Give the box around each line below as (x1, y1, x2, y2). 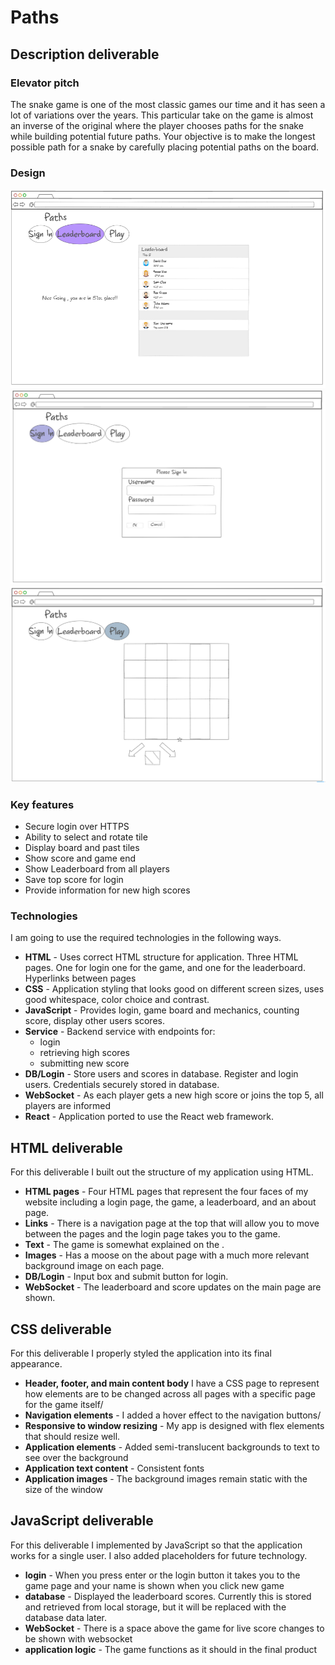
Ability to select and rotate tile (24, 831, 148, 843)
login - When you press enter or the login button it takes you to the (24, 1569, 301, 1581)
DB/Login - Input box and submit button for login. (24, 1271, 229, 1283)
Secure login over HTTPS (24, 821, 130, 833)
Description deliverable (10, 46, 160, 63)
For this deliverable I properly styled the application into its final (10, 1347, 272, 1359)
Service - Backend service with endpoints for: (24, 1026, 216, 1038)
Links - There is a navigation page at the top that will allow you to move (24, 1217, 320, 1230)
